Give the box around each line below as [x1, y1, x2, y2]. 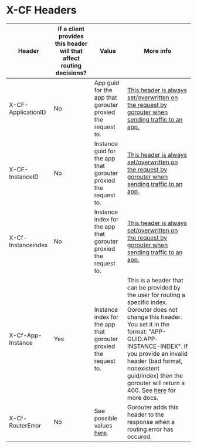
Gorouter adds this [127, 403, 179, 411]
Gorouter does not [127, 305, 178, 314]
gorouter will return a [127, 379, 185, 387]
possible [94, 414, 118, 422]
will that [59, 46, 83, 55]
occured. [127, 432, 152, 440]
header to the [127, 410, 164, 419]
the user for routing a [127, 291, 186, 299]
